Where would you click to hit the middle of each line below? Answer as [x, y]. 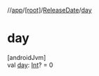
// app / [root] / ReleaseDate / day [49, 10]
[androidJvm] [27, 57]
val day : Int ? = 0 [30, 65]
